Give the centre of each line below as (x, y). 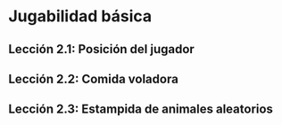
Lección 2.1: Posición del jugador (102, 49)
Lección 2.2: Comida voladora (94, 78)
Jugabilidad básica (80, 16)
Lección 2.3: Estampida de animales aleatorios (141, 109)
